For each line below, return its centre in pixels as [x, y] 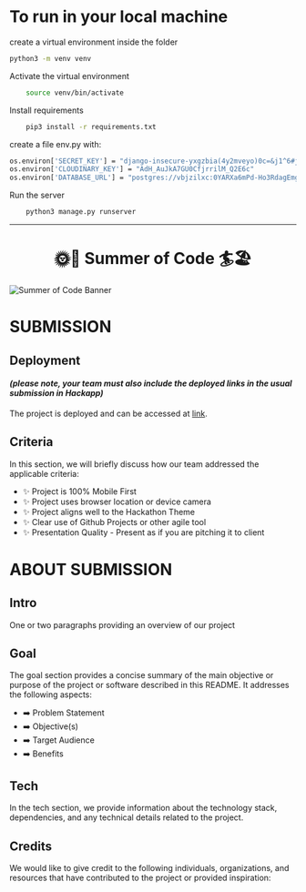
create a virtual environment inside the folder [94, 42]
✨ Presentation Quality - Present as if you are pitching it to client [143, 532]
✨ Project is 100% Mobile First [79, 491]
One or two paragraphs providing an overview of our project [122, 624]
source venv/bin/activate [75, 93]
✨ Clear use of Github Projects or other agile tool [114, 522]
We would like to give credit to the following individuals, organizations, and [149, 868]
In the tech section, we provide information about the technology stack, [143, 808]
